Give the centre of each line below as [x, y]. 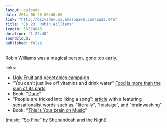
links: [11, 67]
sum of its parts [29, 88]
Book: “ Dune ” [27, 94]
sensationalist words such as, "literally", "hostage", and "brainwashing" [87, 105]
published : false [24, 43]
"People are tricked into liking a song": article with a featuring [77, 99]
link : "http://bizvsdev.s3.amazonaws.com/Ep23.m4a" [61, 19]
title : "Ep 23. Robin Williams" [39, 24]
